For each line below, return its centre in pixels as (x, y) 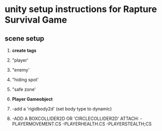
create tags (24, 50)
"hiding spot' (25, 80)
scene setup (25, 38)
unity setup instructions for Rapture (81, 9)
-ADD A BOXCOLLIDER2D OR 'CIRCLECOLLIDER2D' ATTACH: (75, 118)
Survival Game (36, 20)
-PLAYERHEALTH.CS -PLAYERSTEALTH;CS (107, 124)
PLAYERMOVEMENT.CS (36, 124)
